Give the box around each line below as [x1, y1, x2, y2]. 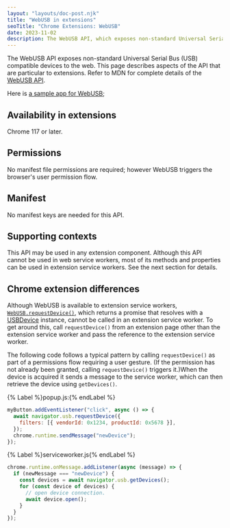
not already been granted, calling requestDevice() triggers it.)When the [7, 366, 208, 374]
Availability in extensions [7, 109, 117, 121]
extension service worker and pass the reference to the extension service [7, 330, 216, 339]
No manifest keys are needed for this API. [7, 210, 125, 219]
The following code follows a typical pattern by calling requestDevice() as [7, 351, 216, 360]
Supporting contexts [7, 230, 97, 242]
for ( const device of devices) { [19, 483, 115, 490]
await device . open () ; [25, 496, 88, 503]
